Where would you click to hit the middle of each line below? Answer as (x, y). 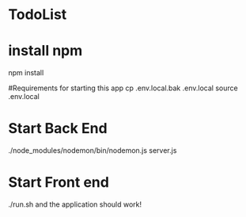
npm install (26, 73)
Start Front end (59, 183)
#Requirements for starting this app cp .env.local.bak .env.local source (123, 88)
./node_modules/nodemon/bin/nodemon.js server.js (93, 150)
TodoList (38, 15)
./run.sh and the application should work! (75, 204)
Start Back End (58, 129)
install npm (45, 51)
